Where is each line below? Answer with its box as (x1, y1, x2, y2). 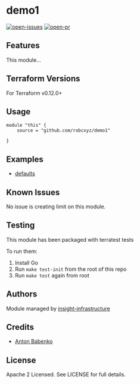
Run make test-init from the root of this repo (14, 266, 127, 273)
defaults (14, 170, 36, 177)
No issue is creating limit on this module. (6, 203, 106, 210)
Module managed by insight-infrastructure (6, 305, 110, 312)
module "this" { (6, 123, 46, 129)
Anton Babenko (14, 338, 53, 345)
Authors (6, 289, 38, 299)
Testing (6, 220, 35, 230)
